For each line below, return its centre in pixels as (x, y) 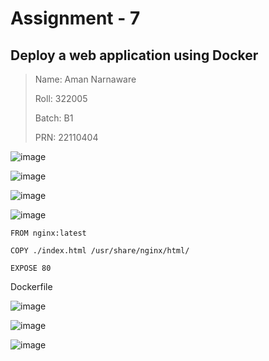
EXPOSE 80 (31, 268)
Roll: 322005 (61, 98)
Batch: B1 (54, 118)
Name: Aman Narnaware (85, 79)
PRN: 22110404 (66, 137)
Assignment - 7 (75, 18)
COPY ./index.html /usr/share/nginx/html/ (100, 251)
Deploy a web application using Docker (134, 55)
